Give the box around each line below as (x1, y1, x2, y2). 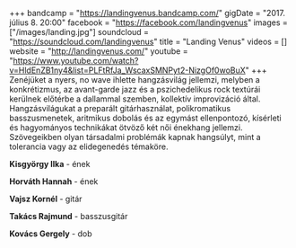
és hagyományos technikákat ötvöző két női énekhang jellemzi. (9, 122, 243, 133)
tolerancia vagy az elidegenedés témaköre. (9, 141, 169, 152)
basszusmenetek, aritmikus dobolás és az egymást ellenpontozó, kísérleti (9, 112, 283, 123)
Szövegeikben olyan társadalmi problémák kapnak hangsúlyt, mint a (9, 132, 262, 142)
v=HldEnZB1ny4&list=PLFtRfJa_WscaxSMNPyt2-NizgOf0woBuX (9, 65, 247, 75)
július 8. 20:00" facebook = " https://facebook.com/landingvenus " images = (9, 17, 289, 28)
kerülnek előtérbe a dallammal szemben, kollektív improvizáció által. (9, 93, 261, 104)
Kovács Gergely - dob (9, 228, 92, 239)
